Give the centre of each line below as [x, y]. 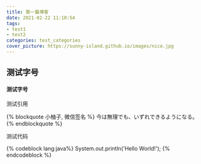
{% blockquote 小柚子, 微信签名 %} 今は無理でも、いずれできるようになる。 [102, 117]
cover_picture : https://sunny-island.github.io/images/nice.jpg [90, 47]
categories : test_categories [44, 40]
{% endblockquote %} [34, 124]
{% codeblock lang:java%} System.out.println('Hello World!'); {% [88, 149]
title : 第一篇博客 [28, 12]
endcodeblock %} [29, 155]
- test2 [16, 35]
